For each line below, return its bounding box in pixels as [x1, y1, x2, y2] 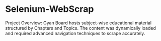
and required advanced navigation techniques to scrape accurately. [5, 30, 145, 36]
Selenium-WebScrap [5, 3, 94, 15]
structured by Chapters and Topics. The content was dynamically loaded [5, 25, 156, 31]
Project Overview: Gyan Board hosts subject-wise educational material [5, 20, 152, 26]
